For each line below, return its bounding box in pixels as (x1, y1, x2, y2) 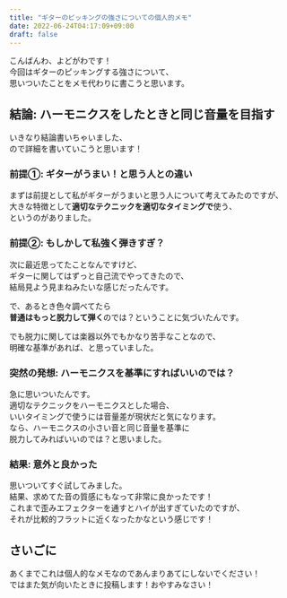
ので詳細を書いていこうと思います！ (9, 143, 143, 154)
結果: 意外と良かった (9, 458, 98, 471)
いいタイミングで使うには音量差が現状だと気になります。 (9, 412, 222, 422)
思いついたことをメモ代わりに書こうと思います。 (9, 78, 190, 89)
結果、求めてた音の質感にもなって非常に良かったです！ (9, 491, 213, 502)
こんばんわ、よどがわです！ (9, 56, 112, 66)
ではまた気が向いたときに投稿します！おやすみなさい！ (9, 579, 213, 590)
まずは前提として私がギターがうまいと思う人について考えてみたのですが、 (9, 190, 284, 201)
